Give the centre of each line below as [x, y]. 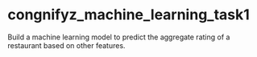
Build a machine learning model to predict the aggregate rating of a [119, 37]
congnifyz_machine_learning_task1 [129, 15]
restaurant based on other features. [66, 45]
